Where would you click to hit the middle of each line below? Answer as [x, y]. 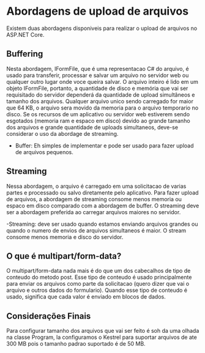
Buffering [25, 54]
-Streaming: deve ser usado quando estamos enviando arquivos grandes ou [102, 224]
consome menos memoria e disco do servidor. [65, 237]
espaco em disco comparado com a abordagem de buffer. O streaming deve [103, 206]
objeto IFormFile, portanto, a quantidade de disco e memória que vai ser [97, 88]
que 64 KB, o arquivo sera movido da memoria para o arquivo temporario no [102, 108]
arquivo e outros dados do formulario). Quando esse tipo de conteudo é [97, 290]
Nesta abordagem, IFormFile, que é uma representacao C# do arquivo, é [98, 69]
